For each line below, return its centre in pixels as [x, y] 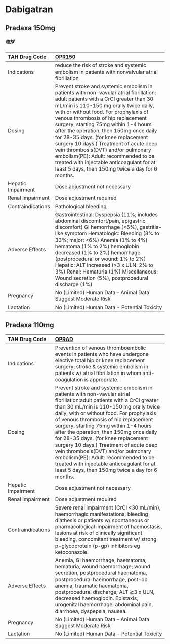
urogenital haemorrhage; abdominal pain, [104, 605]
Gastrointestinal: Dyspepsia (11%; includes [106, 214]
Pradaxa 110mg [30, 325]
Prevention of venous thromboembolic [100, 348]
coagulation [69, 380]
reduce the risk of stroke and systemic [101, 65]
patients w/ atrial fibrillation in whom [98, 373]
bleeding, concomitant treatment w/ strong [106, 539]
